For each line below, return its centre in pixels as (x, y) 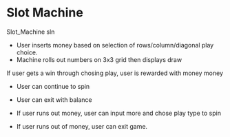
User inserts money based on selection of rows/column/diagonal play (115, 45)
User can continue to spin (53, 86)
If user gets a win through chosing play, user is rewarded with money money (115, 73)
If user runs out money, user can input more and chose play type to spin (119, 113)
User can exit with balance (54, 99)
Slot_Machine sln (31, 32)
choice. (27, 52)
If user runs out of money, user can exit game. (82, 126)
